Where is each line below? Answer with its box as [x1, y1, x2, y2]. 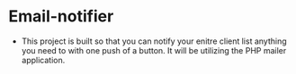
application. [21, 54, 66, 65]
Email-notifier [8, 6, 114, 27]
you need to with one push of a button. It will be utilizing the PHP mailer [21, 45, 287, 55]
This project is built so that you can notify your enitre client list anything [21, 36, 287, 46]
